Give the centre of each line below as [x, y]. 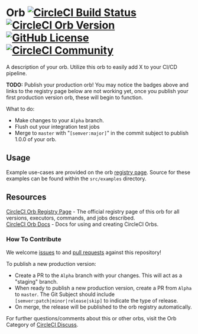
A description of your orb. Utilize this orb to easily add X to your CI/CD [92, 67]
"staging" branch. [36, 281]
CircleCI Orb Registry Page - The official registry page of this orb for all [93, 211]
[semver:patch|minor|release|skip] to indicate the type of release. [96, 300]
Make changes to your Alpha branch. [59, 120]
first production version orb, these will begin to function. [75, 97]
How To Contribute [34, 239]
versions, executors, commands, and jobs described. [71, 218]
